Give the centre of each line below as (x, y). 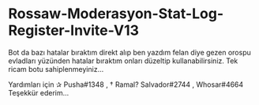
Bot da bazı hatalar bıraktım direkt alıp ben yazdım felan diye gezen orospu (129, 52)
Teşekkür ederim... (39, 92)
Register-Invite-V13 (74, 30)
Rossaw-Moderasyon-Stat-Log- (116, 14)
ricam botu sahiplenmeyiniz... (56, 69)
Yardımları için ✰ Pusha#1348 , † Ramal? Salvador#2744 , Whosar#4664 (126, 84)
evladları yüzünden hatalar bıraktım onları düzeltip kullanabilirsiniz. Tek (123, 61)
